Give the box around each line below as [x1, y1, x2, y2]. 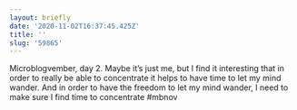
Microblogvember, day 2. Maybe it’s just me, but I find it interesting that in [9, 63, 284, 74]
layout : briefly [9, 13, 71, 23]
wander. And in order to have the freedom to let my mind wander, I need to [9, 82, 289, 93]
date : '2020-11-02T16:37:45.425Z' [9, 22, 141, 31]
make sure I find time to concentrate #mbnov [9, 92, 178, 103]
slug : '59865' [9, 38, 64, 48]
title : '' [9, 30, 47, 39]
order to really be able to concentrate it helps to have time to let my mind [9, 73, 282, 84]
